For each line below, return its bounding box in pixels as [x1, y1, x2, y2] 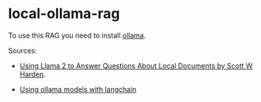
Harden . [19, 69, 46, 78]
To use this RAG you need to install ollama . [8, 31, 146, 40]
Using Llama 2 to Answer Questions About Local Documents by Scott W [19, 60, 253, 71]
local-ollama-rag [8, 5, 120, 23]
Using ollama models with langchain [19, 84, 137, 94]
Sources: [8, 46, 38, 55]
